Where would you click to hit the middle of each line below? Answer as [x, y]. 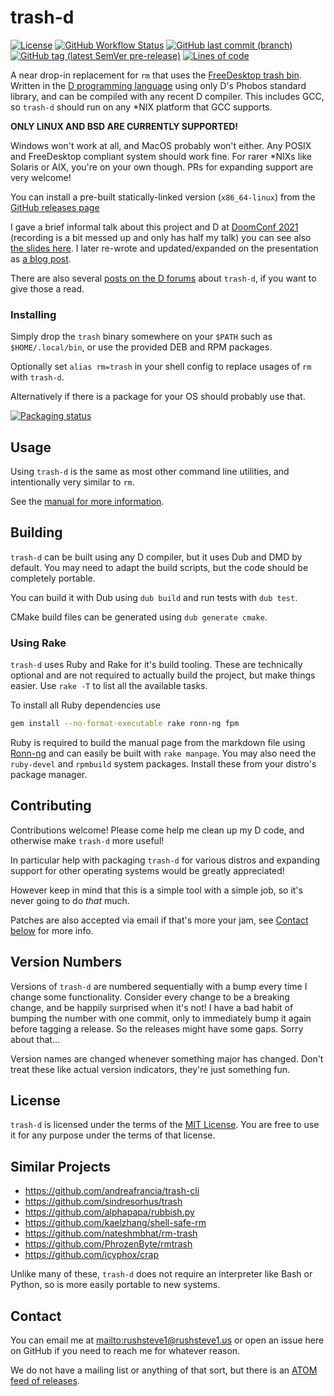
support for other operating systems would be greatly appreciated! [147, 870]
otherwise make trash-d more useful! [87, 840]
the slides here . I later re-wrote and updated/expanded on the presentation [164, 248]
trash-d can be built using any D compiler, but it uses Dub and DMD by [156, 557]
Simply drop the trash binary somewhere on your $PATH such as [141, 337]
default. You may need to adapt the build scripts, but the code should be [159, 567]
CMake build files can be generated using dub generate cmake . [139, 617]
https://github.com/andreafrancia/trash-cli [112, 1191]
